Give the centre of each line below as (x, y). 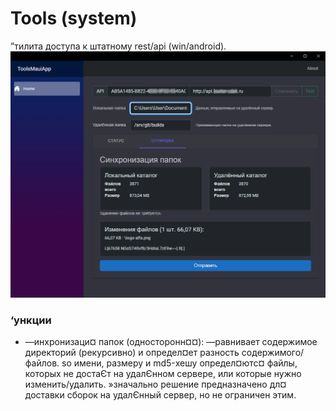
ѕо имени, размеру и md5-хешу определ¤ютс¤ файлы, (179, 363)
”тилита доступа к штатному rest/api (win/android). (118, 46)
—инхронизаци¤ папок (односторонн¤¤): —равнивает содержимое (171, 342)
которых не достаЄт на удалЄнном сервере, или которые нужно (163, 374)
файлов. (42, 363)
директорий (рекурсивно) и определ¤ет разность (132, 353)
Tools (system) (74, 18)
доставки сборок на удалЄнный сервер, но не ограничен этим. (160, 395)
